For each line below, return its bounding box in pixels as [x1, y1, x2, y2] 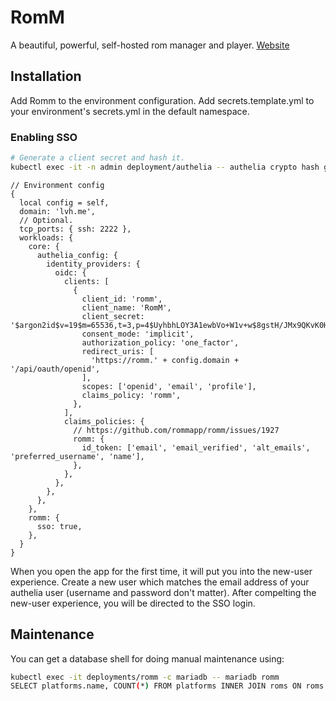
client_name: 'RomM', [81, 302, 172, 313]
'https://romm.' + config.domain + [90, 355, 240, 365]
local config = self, [19, 197, 110, 208]
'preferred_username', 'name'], [10, 451, 145, 461]
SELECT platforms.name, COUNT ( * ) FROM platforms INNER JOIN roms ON [10, 681, 302, 691]
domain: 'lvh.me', [19, 206, 97, 216]
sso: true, [36, 521, 83, 531]
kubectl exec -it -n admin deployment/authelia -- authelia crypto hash [10, 162, 320, 172]
